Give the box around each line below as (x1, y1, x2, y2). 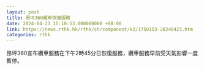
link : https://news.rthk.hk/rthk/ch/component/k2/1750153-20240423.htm (6, 26, 193, 33)
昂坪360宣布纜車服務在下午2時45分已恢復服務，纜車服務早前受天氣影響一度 (6, 50, 198, 57)
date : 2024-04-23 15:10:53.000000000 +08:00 (6, 20, 122, 26)
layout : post (6, 9, 40, 15)
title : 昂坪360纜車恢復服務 (6, 15, 70, 21)
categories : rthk (6, 32, 51, 38)
